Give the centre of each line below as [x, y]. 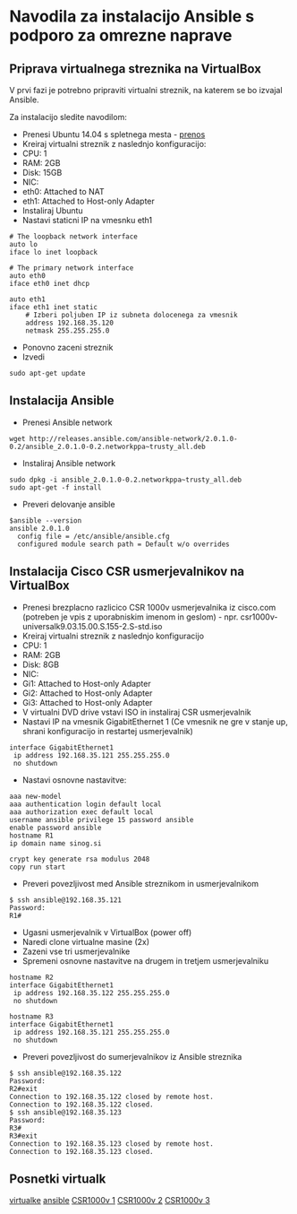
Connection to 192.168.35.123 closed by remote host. [112, 1144]
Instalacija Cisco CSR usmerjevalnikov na [127, 572]
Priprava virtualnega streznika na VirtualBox [136, 69]
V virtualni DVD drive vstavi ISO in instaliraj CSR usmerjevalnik [137, 712]
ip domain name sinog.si [55, 843]
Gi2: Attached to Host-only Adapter [87, 693]
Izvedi [34, 357]
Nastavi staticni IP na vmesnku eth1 [87, 220]
